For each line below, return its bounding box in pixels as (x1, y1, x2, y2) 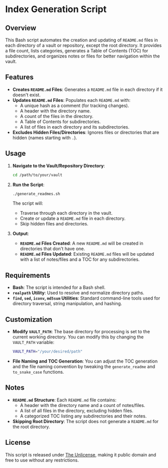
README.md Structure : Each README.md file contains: (12, 397, 117, 403)
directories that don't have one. (20, 246, 86, 252)
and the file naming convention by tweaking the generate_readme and (12, 363, 155, 369)
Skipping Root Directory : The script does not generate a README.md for (12, 418, 159, 424)
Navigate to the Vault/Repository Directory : (12, 162, 106, 168)
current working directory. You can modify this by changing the (12, 334, 144, 340)
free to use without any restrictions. (5, 457, 79, 463)
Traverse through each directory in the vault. (20, 210, 113, 216)
